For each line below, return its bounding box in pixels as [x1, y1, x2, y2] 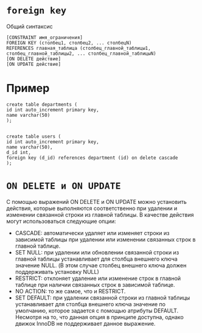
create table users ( [6, 133, 61, 139]
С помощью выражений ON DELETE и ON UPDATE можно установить [6, 198, 187, 205]
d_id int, [6, 149, 32, 155]
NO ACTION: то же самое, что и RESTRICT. [15, 287, 126, 295]
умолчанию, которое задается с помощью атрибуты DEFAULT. [15, 307, 179, 314]
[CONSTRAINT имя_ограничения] [6, 34, 83, 41]
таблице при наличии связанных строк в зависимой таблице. [15, 281, 175, 288]
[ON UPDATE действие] [6, 61, 61, 67]
